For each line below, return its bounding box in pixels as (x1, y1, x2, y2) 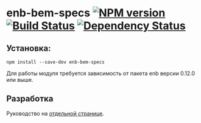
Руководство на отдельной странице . (6, 110, 105, 117)
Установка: (6, 43, 51, 53)
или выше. (6, 76, 33, 83)
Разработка (6, 94, 54, 104)
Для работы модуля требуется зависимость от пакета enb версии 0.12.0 (6, 70, 196, 77)
